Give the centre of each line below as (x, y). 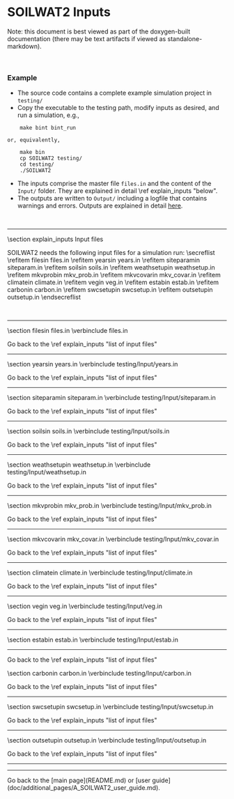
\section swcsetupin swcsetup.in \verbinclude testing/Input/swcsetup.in (110, 707)
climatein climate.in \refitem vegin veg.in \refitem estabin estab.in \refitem (113, 282)
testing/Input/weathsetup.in (47, 472)
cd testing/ (37, 164)
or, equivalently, (34, 140)
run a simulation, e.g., (48, 115)
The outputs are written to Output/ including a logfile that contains (112, 199)
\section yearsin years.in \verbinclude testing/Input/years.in (93, 364)
